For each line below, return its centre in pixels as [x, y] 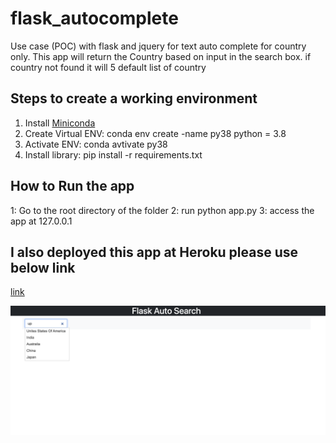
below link [43, 267]
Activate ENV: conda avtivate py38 [96, 144]
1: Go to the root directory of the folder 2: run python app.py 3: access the [162, 210]
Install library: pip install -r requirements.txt [113, 154]
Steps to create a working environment [134, 98]
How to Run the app [72, 186]
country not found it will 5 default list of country [108, 67]
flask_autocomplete [94, 18]
